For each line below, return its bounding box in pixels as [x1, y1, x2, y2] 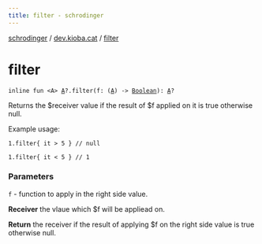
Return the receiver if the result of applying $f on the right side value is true [8, 220, 255, 229]
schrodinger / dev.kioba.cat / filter [8, 33, 119, 43]
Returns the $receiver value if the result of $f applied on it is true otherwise [8, 100, 253, 110]
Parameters [8, 171, 54, 182]
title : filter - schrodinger [8, 11, 104, 20]
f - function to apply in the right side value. [8, 189, 148, 198]
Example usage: [8, 124, 61, 134]
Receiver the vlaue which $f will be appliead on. [8, 204, 166, 213]
